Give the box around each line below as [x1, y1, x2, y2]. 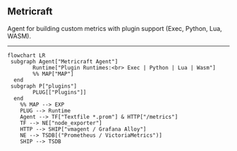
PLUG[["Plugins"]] [32, 88, 87, 96]
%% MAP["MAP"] [32, 70, 74, 77]
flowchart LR [7, 52, 46, 59]
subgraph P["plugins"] [10, 82, 78, 90]
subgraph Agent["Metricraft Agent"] [10, 58, 119, 65]
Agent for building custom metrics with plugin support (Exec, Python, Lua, [7, 24, 222, 32]
